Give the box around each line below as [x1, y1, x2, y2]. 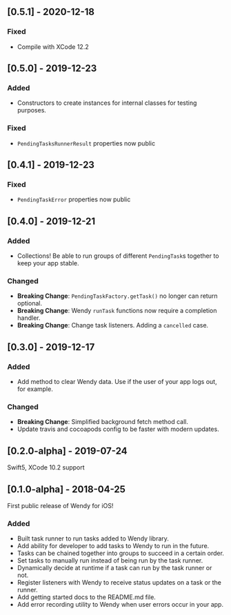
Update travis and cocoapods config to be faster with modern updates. [17, 425, 219, 434]
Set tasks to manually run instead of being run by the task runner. [17, 556, 203, 565]
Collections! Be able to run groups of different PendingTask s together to [17, 252, 219, 260]
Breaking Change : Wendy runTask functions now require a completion [17, 307, 217, 315]
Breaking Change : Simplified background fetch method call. [17, 418, 188, 426]
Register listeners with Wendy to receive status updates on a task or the [17, 578, 222, 587]
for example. [17, 385, 53, 393]
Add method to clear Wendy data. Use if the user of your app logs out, [17, 378, 217, 386]
